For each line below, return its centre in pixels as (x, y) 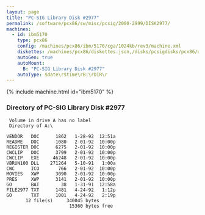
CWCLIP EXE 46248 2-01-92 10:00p (61, 158)
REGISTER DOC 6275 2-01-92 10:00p (61, 147)
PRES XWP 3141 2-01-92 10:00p (61, 179)
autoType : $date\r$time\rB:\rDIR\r (63, 75)
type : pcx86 (32, 40)
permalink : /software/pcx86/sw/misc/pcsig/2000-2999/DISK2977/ (88, 23)
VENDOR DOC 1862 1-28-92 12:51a (61, 136)
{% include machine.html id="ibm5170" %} (60, 92)
